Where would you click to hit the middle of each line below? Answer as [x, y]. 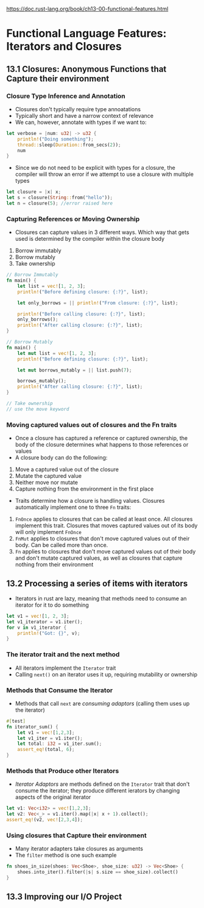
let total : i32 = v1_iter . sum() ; [60, 744]
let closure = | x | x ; [34, 192]
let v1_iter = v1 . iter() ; [50, 738]
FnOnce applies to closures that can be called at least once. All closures [104, 519]
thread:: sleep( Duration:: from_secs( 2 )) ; [69, 145]
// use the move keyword [38, 409]
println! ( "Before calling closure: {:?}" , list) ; [82, 314]
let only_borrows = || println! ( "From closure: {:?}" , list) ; [98, 303]
